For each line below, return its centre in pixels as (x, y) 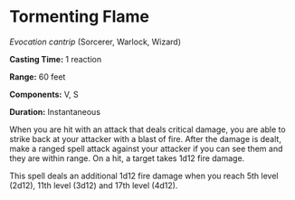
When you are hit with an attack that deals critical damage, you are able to (148, 129)
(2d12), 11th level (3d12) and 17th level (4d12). (94, 185)
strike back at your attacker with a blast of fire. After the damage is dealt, (146, 138)
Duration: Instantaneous (55, 111)
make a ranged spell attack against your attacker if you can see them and (146, 148)
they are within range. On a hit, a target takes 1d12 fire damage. (127, 158)
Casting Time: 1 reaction (56, 59)
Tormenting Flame (80, 17)
